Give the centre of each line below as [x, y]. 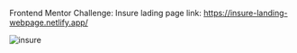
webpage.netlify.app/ [49, 22]
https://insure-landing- [246, 13]
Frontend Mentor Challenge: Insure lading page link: [106, 13]
